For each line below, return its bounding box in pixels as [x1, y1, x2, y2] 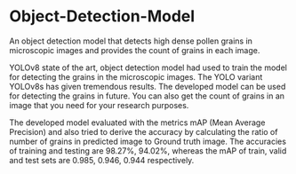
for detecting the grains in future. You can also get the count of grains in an [9, 91, 285, 101]
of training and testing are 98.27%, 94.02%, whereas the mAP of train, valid [9, 145, 287, 156]
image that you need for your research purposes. [9, 99, 189, 110]
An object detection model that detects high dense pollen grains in [9, 36, 253, 46]
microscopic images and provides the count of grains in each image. [9, 44, 260, 55]
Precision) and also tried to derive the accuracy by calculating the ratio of [9, 126, 278, 137]
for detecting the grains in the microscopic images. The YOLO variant [9, 71, 263, 82]
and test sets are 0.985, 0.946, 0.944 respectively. [9, 154, 195, 165]
